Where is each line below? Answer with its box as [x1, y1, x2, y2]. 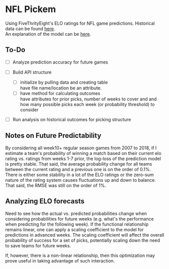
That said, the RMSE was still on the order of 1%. [5, 182, 106, 188]
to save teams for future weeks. [5, 242, 72, 248]
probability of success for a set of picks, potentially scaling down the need [5, 237, 160, 243]
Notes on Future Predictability [5, 131, 102, 140]
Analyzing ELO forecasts [5, 197, 85, 205]
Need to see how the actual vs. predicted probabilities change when [5, 210, 147, 217]
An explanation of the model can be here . [5, 31, 91, 37]
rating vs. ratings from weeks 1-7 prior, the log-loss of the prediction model [5, 155, 161, 162]
